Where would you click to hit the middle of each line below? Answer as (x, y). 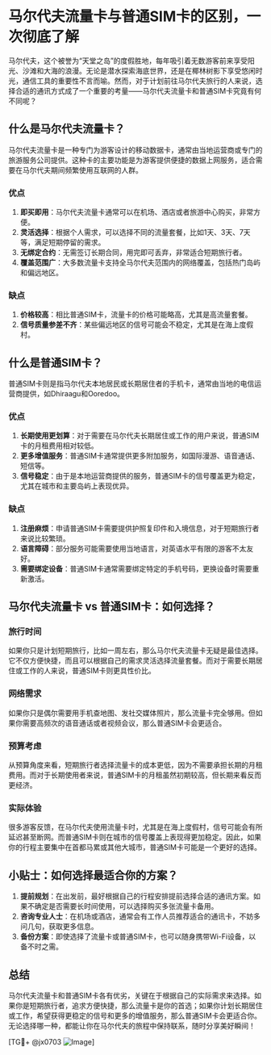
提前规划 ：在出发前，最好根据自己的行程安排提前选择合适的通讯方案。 (137, 896)
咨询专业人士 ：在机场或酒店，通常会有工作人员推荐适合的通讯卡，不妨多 (140, 916)
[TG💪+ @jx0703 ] (52, 1041)
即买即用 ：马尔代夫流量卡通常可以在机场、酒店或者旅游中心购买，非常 (137, 212)
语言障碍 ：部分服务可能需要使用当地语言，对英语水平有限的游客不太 (133, 548)
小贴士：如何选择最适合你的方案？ (93, 875)
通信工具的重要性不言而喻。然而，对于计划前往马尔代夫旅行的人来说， (139, 81)
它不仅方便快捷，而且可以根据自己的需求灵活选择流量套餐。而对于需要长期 (132, 661)
